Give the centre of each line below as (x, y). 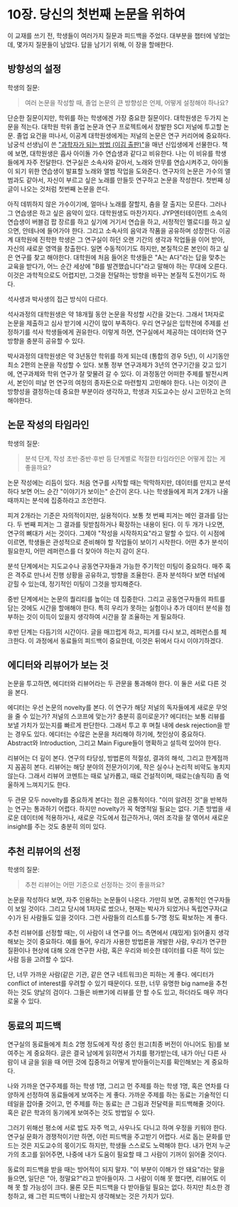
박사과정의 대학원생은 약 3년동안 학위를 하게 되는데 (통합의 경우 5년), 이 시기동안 (118, 355)
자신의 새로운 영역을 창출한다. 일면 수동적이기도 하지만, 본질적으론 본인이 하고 (114, 248)
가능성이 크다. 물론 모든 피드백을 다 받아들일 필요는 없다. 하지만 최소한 (126, 1187)
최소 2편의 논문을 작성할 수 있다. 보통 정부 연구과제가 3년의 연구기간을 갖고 (110, 365)
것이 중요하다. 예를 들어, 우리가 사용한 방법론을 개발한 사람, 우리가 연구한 (126, 942)
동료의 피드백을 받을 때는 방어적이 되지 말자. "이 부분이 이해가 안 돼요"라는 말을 (116, 1169)
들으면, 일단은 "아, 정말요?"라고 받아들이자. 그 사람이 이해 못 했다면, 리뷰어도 (113, 1178)
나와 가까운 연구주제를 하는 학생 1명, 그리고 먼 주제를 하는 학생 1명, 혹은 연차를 (115, 1086)
